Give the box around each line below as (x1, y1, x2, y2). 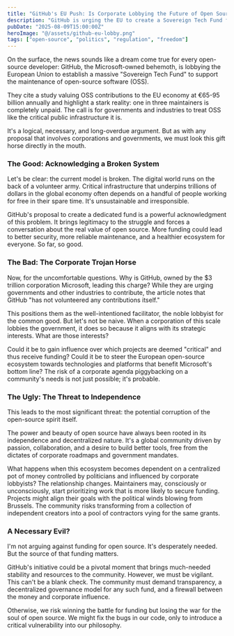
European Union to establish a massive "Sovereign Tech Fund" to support (7, 70, 218, 79)
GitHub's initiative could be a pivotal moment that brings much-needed (7, 563, 211, 572)
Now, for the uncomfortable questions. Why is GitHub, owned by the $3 (7, 273, 212, 282)
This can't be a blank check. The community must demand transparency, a (7, 578, 222, 586)
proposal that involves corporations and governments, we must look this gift (7, 134, 226, 143)
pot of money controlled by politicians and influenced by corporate (7, 472, 199, 480)
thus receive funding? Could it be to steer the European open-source (7, 352, 205, 361)
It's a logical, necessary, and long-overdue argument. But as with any (7, 127, 207, 135)
